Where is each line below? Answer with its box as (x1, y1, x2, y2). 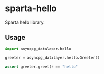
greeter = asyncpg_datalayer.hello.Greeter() (5, 55, 100, 60)
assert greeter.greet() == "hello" (5, 64, 78, 69)
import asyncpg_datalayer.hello (5, 46, 71, 51)
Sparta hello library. (5, 19, 45, 25)
